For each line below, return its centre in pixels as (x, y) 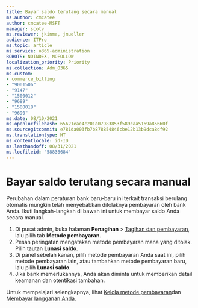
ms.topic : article (29, 46)
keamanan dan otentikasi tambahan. (60, 280)
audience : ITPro (26, 40)
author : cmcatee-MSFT (33, 23)
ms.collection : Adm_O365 (37, 68)
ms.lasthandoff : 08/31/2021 (42, 146)
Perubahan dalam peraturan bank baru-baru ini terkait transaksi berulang (97, 198)
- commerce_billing (31, 79)
